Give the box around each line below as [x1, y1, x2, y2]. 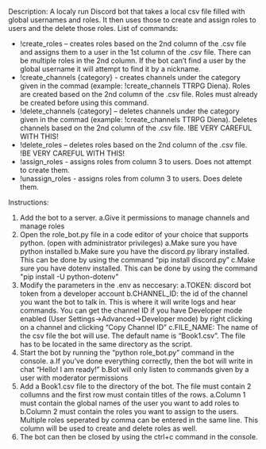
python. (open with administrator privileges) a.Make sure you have [19, 238, 237, 248]
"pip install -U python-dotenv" [19, 272, 119, 281]
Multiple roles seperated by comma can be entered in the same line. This [19, 416, 259, 424]
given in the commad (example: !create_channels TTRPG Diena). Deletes [19, 115, 258, 124]
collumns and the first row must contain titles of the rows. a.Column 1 [19, 390, 246, 399]
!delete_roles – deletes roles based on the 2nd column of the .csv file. [19, 140, 248, 149]
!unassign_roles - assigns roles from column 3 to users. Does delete [19, 174, 243, 183]
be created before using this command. [19, 98, 149, 107]
